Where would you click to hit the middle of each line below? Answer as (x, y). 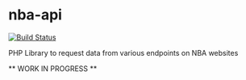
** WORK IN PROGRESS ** (53, 68)
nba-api (35, 15)
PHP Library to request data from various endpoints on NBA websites (123, 53)
